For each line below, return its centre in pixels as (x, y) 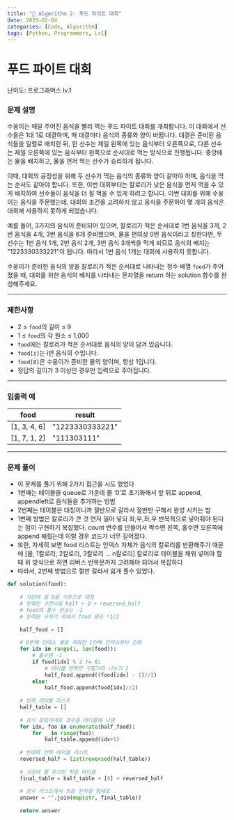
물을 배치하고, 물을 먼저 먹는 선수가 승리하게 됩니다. (84, 161)
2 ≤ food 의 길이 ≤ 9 (44, 326)
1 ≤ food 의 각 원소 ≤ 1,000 (53, 336)
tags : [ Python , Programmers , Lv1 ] (57, 33)
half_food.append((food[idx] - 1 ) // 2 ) (101, 675)
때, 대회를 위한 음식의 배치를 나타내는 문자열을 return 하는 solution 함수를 (120, 275)
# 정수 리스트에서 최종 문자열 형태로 (65, 791)
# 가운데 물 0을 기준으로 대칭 (57, 597)
